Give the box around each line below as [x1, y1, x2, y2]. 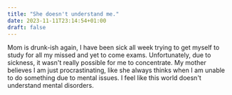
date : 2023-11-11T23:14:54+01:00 [7, 17, 107, 24]
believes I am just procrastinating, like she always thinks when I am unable [7, 66, 226, 75]
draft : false [7, 24, 46, 31]
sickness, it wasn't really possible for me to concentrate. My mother [7, 59, 206, 67]
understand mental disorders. [7, 81, 94, 90]
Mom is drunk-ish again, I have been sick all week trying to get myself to [7, 44, 220, 52]
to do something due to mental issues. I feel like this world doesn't [7, 74, 201, 82]
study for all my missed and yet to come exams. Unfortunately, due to [7, 51, 211, 59]
